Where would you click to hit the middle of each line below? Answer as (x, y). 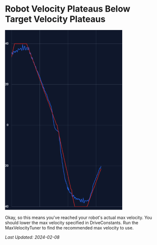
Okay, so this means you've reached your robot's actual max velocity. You (78, 217)
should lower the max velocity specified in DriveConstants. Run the (72, 222)
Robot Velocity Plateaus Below (68, 9)
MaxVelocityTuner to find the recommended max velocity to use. (69, 228)
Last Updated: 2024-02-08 (32, 237)
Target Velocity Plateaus (55, 19)
